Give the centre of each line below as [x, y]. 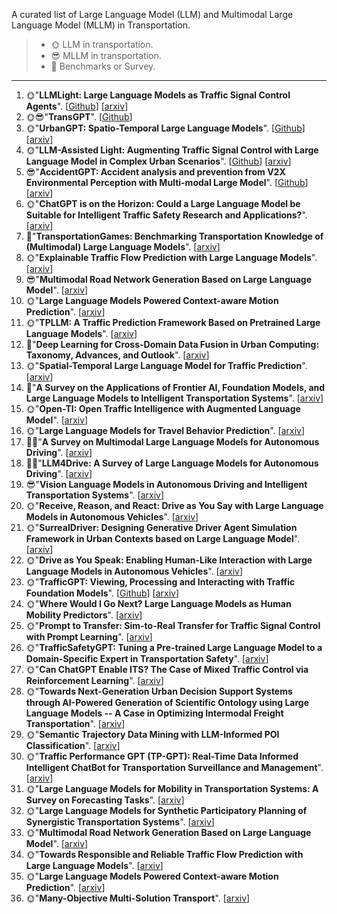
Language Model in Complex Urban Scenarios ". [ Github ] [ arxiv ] [158, 161]
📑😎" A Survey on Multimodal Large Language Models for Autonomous [172, 442]
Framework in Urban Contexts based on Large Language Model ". [163, 538]
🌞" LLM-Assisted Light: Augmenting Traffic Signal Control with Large [172, 150]
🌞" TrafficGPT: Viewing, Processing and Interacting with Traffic [160, 582]
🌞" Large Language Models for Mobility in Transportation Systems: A [172, 788]
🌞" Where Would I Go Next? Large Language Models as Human [158, 603]
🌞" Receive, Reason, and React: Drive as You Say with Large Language [174, 505]
